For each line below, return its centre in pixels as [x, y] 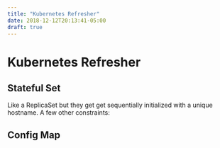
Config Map [34, 135]
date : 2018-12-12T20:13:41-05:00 [57, 21]
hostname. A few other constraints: [59, 113]
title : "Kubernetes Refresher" [54, 14]
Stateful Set [34, 88]
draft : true [25, 27]
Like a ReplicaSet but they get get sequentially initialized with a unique [110, 105]
